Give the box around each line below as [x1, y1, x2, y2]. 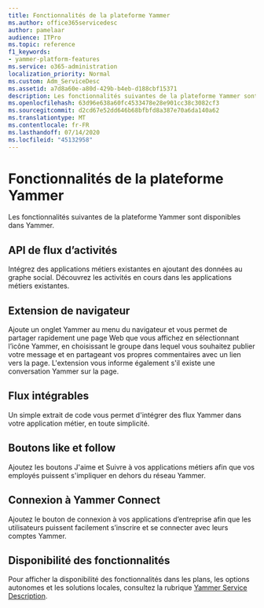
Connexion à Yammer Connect [8, 493, 161, 507]
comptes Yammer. [8, 531, 67, 540]
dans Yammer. [8, 221, 55, 230]
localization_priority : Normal [8, 70, 111, 78]
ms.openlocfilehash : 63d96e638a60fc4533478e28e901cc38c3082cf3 [8, 99, 220, 107]
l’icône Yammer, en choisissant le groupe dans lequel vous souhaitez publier [8, 341, 255, 351]
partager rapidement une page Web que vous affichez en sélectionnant [8, 333, 240, 343]
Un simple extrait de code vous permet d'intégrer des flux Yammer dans [8, 410, 242, 419]
